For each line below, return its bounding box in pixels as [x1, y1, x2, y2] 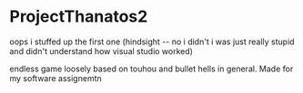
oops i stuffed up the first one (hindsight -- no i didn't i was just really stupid [9, 36, 295, 47]
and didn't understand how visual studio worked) [9, 45, 194, 56]
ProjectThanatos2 [9, 6, 148, 27]
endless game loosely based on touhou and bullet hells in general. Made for [9, 63, 294, 74]
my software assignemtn [9, 72, 102, 83]
